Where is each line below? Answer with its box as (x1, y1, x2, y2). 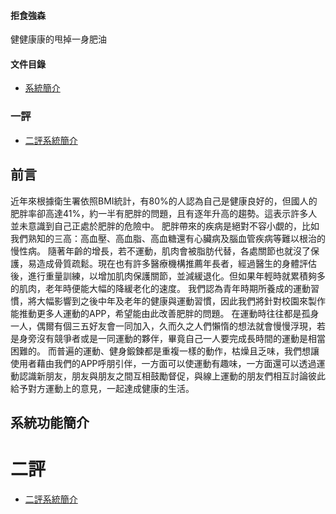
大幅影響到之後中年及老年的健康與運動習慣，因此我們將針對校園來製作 (36, 295, 326, 307)
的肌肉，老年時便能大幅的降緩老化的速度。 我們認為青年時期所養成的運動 (10, 282, 311, 294)
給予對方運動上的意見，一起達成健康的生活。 (10, 382, 195, 394)
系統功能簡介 (10, 414, 90, 431)
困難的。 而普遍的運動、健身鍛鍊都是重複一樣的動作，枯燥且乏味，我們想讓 (10, 345, 320, 357)
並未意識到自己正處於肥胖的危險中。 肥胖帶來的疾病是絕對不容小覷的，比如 (10, 220, 320, 232)
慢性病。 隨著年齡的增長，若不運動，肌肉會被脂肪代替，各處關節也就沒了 (10, 245, 311, 257)
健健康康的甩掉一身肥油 (10, 33, 107, 45)
